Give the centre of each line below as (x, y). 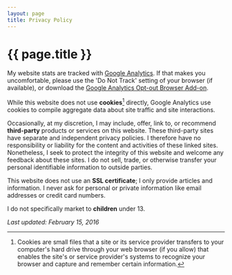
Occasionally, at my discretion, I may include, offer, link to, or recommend (112, 123)
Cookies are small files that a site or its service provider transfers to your (120, 242)
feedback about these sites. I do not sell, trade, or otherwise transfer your (112, 160)
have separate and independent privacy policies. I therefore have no (104, 138)
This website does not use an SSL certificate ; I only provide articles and (110, 181)
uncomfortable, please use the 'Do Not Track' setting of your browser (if (110, 81)
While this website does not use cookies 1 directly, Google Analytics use (109, 102)
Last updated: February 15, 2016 (53, 222)
